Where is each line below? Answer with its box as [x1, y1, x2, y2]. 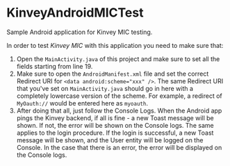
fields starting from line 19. [16, 62, 93, 70]
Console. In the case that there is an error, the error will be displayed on [16, 143, 222, 151]
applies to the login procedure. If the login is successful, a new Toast [16, 128, 214, 137]
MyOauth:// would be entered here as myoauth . [16, 99, 149, 107]
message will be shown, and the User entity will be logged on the [16, 135, 204, 144]
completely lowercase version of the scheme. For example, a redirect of [16, 92, 223, 100]
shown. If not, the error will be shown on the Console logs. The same [16, 121, 214, 129]
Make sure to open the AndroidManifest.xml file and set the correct [16, 69, 209, 78]
